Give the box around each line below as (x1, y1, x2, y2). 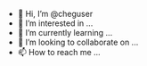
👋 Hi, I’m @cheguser (17, 9, 94, 19)
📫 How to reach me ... (17, 47, 101, 57)
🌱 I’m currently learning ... (17, 28, 113, 37)
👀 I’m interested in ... (17, 18, 94, 29)
